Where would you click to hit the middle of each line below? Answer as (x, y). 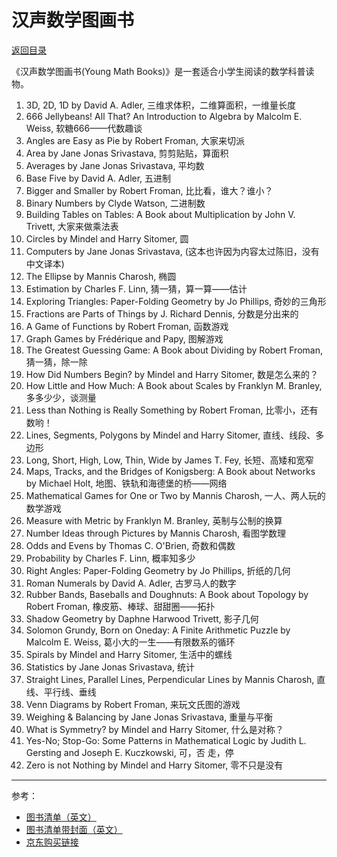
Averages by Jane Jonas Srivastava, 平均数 (115, 165)
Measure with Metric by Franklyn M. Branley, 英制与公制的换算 (154, 520)
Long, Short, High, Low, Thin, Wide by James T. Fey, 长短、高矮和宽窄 (169, 460)
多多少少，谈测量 (61, 397)
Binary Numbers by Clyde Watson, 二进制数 (115, 203)
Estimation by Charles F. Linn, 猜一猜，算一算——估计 (136, 288)
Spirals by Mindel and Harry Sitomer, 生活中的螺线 (129, 654)
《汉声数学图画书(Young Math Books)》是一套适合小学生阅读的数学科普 (158, 71)
